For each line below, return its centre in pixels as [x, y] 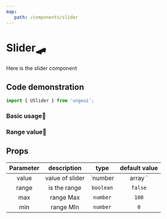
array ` [139, 178]
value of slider [65, 178]
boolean [102, 187]
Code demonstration [45, 87]
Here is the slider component [42, 68]
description [65, 168]
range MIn [64, 207]
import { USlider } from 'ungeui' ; [50, 101]
